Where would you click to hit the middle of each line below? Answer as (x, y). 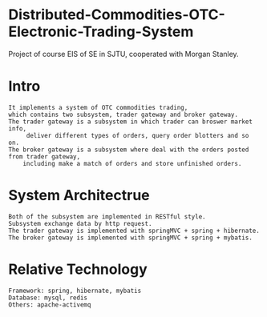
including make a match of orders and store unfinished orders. (132, 163)
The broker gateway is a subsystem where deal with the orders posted (129, 150)
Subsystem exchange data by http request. (80, 223)
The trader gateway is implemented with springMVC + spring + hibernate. (134, 231)
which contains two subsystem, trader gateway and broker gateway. (123, 114)
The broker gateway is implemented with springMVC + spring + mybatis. (130, 238)
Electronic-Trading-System (101, 32)
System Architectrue (79, 196)
